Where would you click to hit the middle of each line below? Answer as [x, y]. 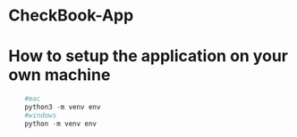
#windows [41, 115]
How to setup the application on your [148, 56]
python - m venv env [61, 124]
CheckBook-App [71, 16]
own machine [59, 75]
